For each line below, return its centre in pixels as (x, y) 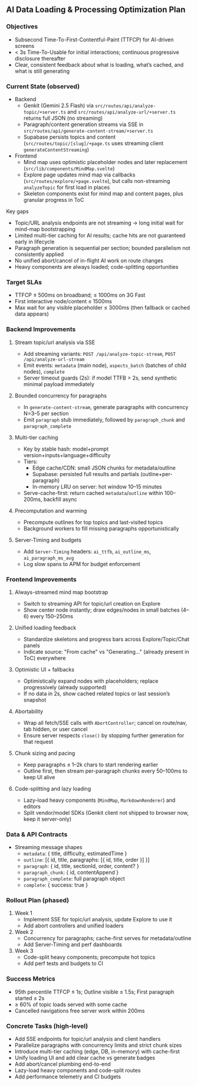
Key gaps (17, 211)
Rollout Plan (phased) (38, 901)
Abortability (29, 711)
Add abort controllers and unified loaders (73, 926)
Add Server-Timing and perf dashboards (73, 944)
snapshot (35, 700)
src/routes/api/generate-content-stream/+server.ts (88, 131)
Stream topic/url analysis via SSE (55, 342)
